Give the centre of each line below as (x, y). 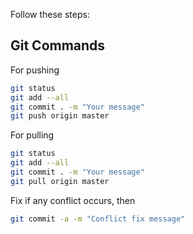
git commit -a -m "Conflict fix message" (98, 219)
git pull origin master (60, 181)
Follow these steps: (50, 14)
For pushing (35, 70)
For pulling (32, 135)
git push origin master (60, 116)
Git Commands (58, 45)
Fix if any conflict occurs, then (73, 200)
